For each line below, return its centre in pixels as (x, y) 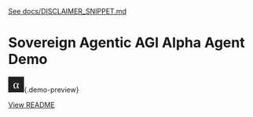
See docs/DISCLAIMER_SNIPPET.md (68, 11)
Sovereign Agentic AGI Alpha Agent (126, 43)
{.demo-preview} (51, 90)
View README (31, 105)
